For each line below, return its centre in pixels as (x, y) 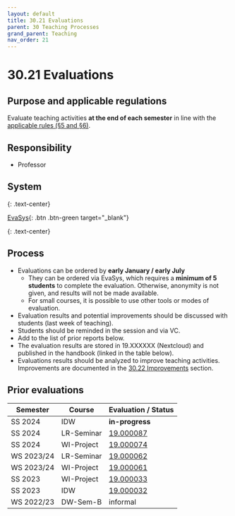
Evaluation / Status (141, 410)
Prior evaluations (46, 390)
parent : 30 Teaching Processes (53, 27)
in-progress (130, 422)
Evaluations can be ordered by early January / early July (101, 270)
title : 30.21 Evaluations (45, 20)
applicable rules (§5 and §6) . (49, 126)
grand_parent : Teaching (42, 34)
